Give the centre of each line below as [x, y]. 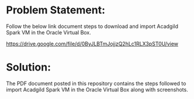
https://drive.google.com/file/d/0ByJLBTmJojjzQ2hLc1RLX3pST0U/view [92, 44]
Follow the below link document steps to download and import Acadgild [92, 26]
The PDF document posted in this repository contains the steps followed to [96, 83]
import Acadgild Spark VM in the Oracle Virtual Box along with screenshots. [97, 89]
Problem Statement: [56, 10]
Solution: [29, 67]
